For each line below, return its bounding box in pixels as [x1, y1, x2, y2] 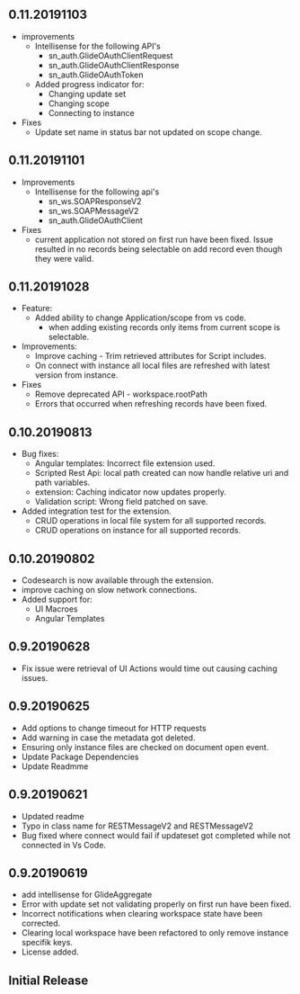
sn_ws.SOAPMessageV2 [48, 205, 139, 216]
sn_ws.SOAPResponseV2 [48, 195, 142, 206]
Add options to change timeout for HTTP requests [21, 722, 207, 733]
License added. [21, 946, 79, 957]
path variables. [34, 477, 91, 488]
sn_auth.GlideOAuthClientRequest [48, 49, 173, 61]
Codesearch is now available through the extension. [21, 575, 214, 586]
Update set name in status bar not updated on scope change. [34, 126, 262, 138]
